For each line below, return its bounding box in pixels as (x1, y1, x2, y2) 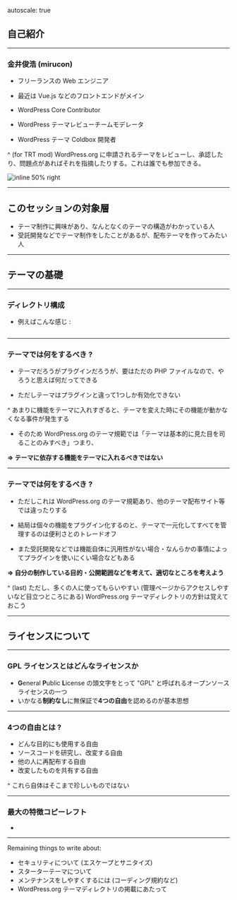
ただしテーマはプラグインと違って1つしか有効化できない (17, 391, 181, 400)
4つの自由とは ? (7, 722, 62, 732)
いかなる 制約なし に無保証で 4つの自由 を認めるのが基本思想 (17, 696, 189, 704)
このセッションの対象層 (7, 202, 109, 214)
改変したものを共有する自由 (17, 766, 99, 775)
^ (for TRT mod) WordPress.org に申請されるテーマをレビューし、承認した (7, 150, 224, 159)
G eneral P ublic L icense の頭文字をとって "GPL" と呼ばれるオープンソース (17, 678, 230, 687)
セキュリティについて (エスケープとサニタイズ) (17, 858, 153, 867)
